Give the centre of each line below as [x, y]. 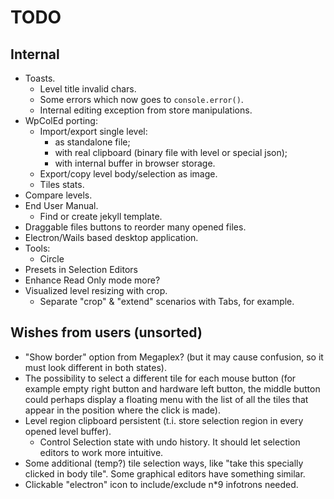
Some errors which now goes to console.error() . [141, 99]
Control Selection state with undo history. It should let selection [170, 442]
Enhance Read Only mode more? [92, 280]
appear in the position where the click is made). [123, 410]
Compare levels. [58, 195]
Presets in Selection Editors [81, 269]
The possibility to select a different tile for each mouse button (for [160, 378]
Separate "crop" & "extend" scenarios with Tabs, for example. [167, 301]
